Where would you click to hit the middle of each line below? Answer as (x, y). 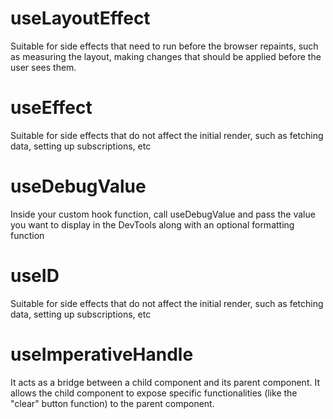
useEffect (51, 108)
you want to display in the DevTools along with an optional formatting (152, 224)
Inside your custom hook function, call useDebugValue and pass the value (163, 214)
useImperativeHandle (102, 354)
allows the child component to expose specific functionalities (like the (154, 393)
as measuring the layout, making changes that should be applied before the (166, 56)
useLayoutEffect (80, 18)
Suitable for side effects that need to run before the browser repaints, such (164, 46)
